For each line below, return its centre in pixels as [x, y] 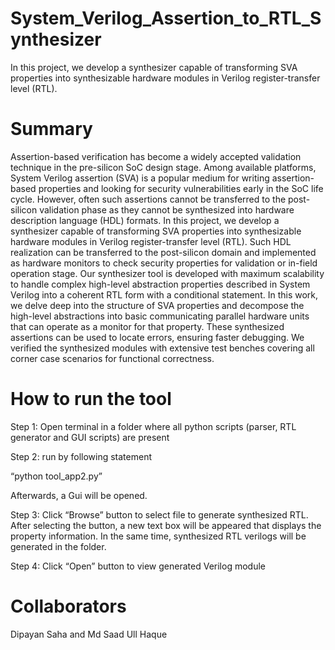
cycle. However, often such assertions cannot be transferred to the [148, 199]
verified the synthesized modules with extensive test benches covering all [162, 348]
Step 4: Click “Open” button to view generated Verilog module [138, 566]
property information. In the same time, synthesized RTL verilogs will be [158, 536]
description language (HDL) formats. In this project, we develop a [145, 220]
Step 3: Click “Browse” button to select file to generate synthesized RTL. [159, 514]
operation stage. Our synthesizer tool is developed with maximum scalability [167, 273]
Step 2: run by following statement [81, 456]
